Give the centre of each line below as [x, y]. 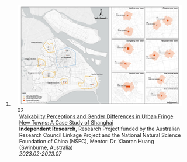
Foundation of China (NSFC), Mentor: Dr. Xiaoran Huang [86, 141]
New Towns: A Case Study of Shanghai [66, 122]
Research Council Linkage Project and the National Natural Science [100, 135]
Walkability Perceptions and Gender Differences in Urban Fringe [96, 116]
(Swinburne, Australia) [46, 147]
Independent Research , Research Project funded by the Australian [100, 129]
